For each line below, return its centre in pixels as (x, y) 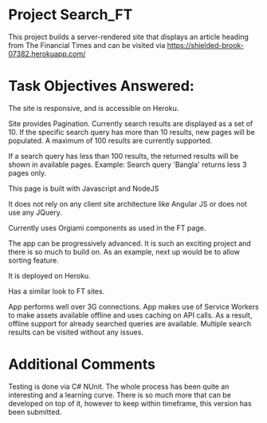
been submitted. (35, 412)
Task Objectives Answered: (102, 86)
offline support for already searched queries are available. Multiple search (130, 323)
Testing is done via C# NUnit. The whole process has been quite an (119, 386)
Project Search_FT (71, 15)
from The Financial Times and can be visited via (87, 45)
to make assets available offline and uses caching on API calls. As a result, (130, 315)
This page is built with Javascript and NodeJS (84, 188)
